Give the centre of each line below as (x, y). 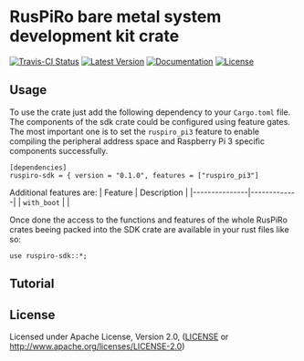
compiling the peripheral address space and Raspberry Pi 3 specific (137, 141)
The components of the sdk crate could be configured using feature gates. (150, 121)
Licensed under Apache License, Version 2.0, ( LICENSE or (119, 336)
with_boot (42, 202)
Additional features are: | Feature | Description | (99, 192)
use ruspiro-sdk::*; (49, 256)
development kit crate (94, 36)
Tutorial (32, 284)
